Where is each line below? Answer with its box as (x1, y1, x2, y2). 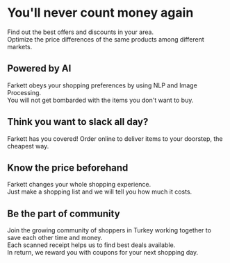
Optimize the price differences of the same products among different (7, 35, 205, 43)
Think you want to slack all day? (7, 116, 149, 128)
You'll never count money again (7, 5, 194, 21)
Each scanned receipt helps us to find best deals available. (7, 241, 176, 249)
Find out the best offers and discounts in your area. (7, 28, 154, 36)
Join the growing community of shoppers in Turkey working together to (7, 226, 212, 235)
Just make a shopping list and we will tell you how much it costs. (7, 187, 192, 196)
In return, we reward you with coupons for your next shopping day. (7, 248, 199, 257)
